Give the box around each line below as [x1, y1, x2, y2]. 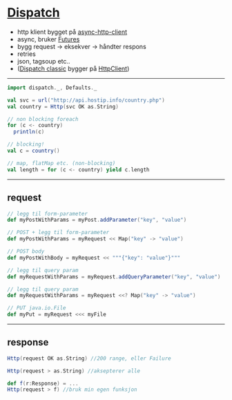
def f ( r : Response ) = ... [7, 380, 79, 387]
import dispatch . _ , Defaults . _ [7, 84, 97, 91]
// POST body [7, 248, 45, 255]
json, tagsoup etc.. [17, 57, 70, 65]
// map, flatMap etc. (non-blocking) [7, 160, 116, 166]
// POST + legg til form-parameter [7, 229, 110, 236]
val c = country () [7, 147, 60, 155]
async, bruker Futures [17, 35, 80, 43]
